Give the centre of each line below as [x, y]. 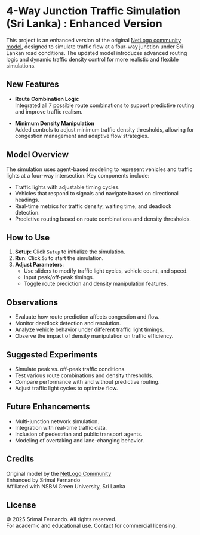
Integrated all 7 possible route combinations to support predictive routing [104, 105]
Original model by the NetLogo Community [59, 473]
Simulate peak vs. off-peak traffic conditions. [70, 369]
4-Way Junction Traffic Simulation [93, 11]
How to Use [28, 237]
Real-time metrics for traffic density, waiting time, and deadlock [93, 206]
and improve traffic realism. [49, 111]
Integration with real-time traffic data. [61, 427]
